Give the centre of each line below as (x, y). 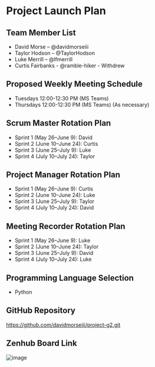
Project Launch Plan (56, 11)
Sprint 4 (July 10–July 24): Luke (53, 259)
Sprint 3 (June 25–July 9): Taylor (55, 201)
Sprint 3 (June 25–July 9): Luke (53, 150)
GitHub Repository (41, 311)
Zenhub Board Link (42, 343)
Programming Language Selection (70, 278)
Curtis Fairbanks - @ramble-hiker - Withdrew (70, 65)
